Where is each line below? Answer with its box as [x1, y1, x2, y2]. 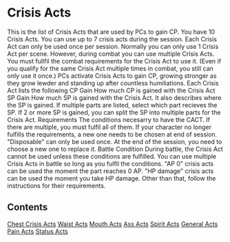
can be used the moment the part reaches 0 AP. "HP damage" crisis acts [7, 167, 214, 175]
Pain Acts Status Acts [7, 227, 69, 235]
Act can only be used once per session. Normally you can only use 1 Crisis [7, 42, 219, 50]
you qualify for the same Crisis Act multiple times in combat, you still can [7, 64, 213, 72]
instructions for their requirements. [7, 181, 106, 190]
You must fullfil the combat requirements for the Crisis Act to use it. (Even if [7, 57, 222, 65]
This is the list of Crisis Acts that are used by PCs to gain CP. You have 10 [7, 28, 216, 36]
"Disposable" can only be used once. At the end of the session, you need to [7, 137, 222, 145]
